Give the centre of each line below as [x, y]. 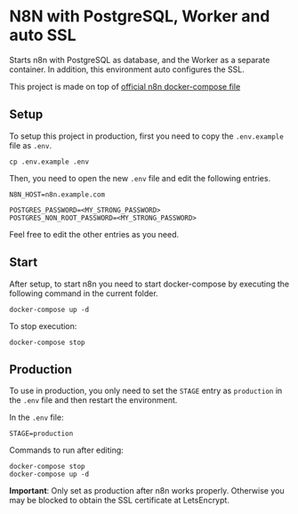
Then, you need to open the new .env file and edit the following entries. [140, 178]
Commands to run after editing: [67, 450]
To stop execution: [43, 325]
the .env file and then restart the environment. [93, 400]
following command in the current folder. [84, 293]
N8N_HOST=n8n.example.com [57, 194]
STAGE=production [41, 434]
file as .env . [30, 145]
